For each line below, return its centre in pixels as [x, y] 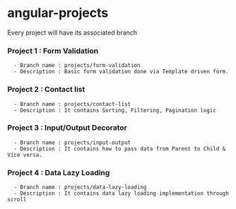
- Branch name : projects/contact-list [72, 104]
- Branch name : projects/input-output [72, 143]
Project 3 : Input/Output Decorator [67, 128]
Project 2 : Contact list [46, 90]
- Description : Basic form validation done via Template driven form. [122, 72]
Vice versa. [25, 155]
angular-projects [58, 13]
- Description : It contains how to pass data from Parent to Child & [120, 149]
